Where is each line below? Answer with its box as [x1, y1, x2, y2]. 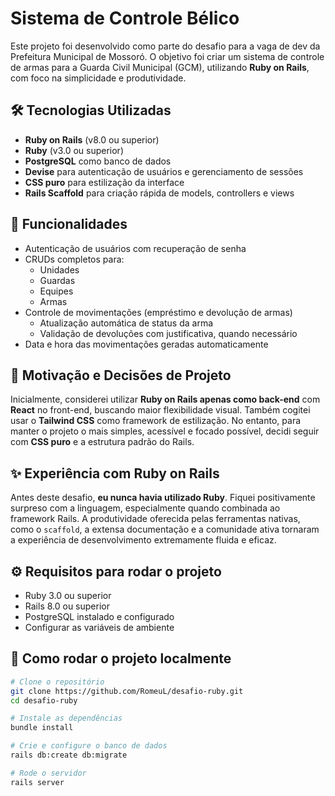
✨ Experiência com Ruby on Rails [10, 465, 220, 482]
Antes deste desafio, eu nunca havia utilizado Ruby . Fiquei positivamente [10, 492, 316, 504]
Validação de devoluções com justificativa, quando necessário [39, 327, 298, 339]
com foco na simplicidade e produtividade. [10, 72, 187, 84]
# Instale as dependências [10, 713, 123, 724]
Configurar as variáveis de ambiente [24, 622, 175, 633]
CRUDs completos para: [24, 253, 125, 265]
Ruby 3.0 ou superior [24, 590, 112, 601]
